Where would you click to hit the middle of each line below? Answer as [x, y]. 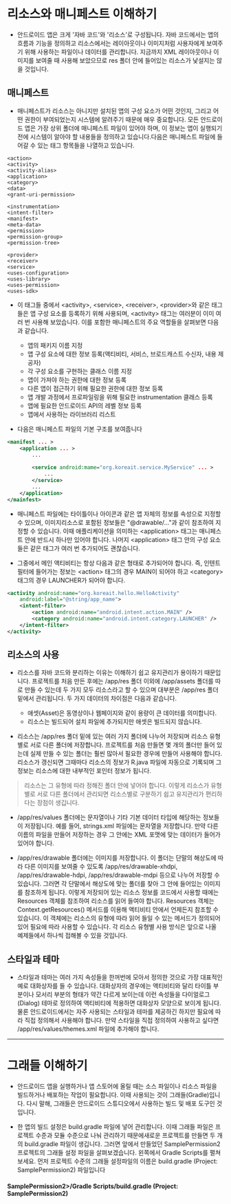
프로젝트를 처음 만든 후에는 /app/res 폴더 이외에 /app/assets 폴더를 [123, 681]
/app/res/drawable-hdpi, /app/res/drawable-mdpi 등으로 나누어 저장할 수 [118, 875]
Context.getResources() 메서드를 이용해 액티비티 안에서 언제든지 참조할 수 [118, 910]
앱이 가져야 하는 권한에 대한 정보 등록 [77, 379]
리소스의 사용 [33, 655]
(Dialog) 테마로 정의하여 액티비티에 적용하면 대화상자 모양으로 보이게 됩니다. [119, 1003]
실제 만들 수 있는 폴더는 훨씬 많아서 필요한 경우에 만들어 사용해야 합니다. [126, 754]
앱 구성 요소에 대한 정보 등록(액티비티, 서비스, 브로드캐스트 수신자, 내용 [122, 354]
